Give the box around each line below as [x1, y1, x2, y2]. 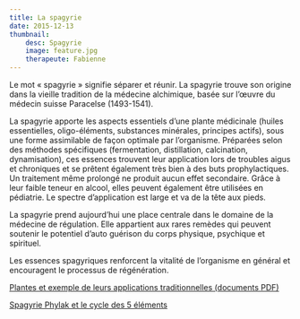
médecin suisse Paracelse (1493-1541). [9, 99, 154, 108]
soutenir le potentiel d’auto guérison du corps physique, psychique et [9, 228, 266, 238]
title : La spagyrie [9, 13, 82, 22]
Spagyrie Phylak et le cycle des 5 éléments [9, 299, 168, 310]
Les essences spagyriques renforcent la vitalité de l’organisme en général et [9, 255, 291, 265]
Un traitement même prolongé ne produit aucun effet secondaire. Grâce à [9, 173, 280, 184]
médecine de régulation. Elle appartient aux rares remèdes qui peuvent [9, 219, 271, 229]
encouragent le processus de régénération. [9, 265, 169, 275]
